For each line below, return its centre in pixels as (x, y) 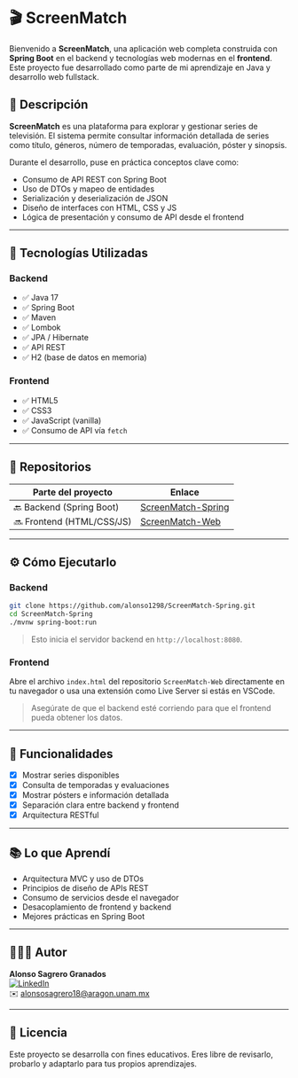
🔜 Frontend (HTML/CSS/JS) (73, 521)
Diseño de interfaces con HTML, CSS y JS (99, 207)
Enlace (184, 492)
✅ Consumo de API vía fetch (74, 430)
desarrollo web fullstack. (54, 76)
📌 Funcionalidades (61, 754)
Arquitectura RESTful (60, 815)
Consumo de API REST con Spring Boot (94, 179)
